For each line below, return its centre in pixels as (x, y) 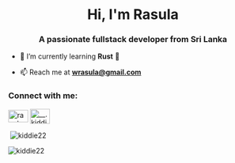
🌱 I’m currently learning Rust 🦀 (70, 56)
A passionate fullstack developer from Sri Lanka (133, 40)
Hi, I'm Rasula (133, 15)
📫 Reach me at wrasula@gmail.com (80, 72)
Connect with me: (43, 96)
